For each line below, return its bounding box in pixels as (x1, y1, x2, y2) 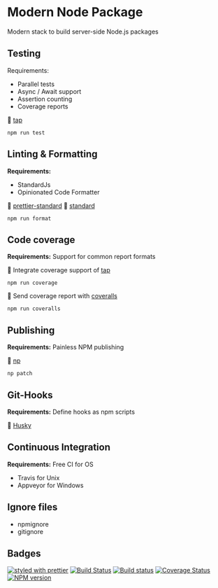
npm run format (7, 215, 52, 222)
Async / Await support (17, 87, 82, 95)
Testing (7, 48, 41, 59)
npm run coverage (7, 279, 58, 287)
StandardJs (17, 180, 51, 189)
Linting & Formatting (7, 148, 98, 160)
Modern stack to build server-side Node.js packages (7, 27, 159, 36)
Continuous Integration (7, 442, 110, 454)
